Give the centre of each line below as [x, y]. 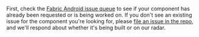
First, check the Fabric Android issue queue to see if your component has [98, 9]
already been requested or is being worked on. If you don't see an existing [99, 15]
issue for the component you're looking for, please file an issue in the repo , [100, 21]
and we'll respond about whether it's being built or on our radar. [86, 27]
